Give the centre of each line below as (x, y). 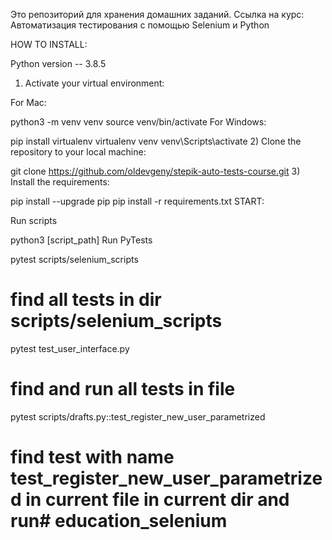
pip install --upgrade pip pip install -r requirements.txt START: (137, 201)
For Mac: (28, 102)
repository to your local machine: (78, 152)
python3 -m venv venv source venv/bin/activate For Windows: (138, 122)
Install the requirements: (60, 182)
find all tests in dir (86, 300)
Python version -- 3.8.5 (58, 63)
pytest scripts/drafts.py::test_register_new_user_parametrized (138, 416)
